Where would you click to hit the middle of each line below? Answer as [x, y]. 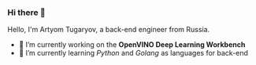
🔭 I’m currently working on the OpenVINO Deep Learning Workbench [132, 45]
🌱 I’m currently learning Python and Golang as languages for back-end [134, 53]
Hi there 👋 [27, 13]
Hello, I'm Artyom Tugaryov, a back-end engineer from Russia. [109, 30]
